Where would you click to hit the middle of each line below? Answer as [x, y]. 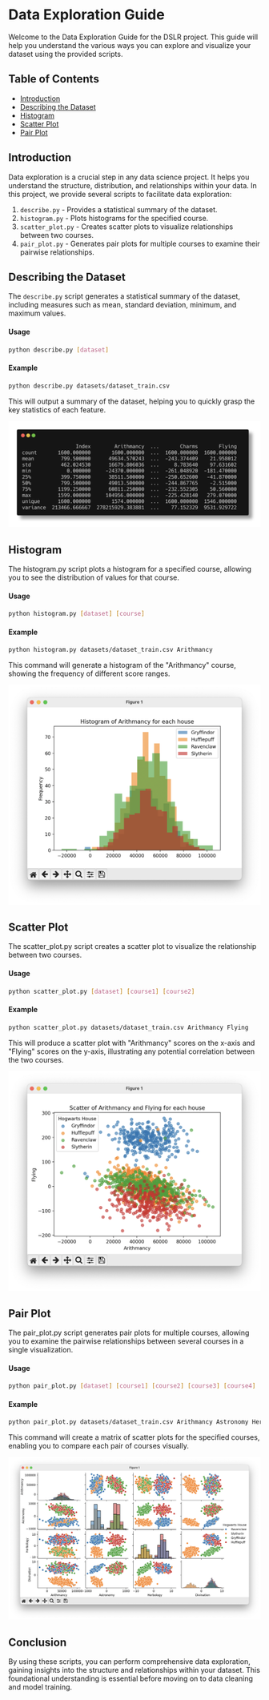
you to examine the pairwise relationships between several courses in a [126, 1341]
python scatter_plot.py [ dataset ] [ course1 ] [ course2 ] [102, 991]
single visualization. [41, 1349]
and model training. [40, 1687]
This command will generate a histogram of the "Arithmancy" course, [122, 665]
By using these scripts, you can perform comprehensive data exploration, [129, 1662]
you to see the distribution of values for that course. [94, 577]
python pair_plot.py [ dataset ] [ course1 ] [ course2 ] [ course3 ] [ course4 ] [132, 1386]
